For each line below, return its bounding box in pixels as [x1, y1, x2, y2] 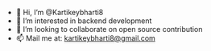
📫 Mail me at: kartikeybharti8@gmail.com [15, 33, 155, 43]
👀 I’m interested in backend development [15, 16, 152, 25]
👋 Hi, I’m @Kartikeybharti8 [15, 8, 104, 17]
